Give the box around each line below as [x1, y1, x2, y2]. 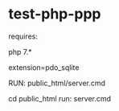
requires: [8, 31, 39, 41]
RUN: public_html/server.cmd [8, 78, 106, 88]
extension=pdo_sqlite [8, 62, 80, 72]
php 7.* [8, 47, 32, 56]
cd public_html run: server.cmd [8, 93, 111, 103]
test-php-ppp [8, 5, 102, 23]
